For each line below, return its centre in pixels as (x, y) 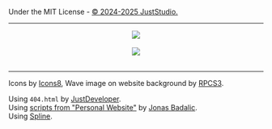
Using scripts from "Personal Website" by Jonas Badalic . (103, 107)
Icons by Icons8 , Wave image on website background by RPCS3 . (116, 83)
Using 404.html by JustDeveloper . (65, 99)
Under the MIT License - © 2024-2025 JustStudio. (93, 12)
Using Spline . (30, 116)
